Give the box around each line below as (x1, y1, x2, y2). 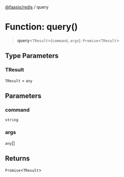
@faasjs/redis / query (5, 4, 49, 10)
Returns (5, 154, 30, 162)
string (5, 118, 19, 123)
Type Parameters (5, 51, 59, 60)
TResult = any (5, 77, 33, 83)
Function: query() (5, 22, 78, 32)
